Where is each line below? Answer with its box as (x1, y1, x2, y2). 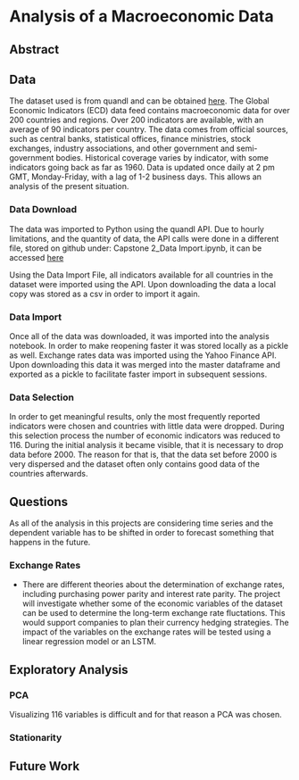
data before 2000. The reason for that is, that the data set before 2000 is (9, 449, 278, 461)
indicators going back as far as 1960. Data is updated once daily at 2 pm (9, 162, 275, 173)
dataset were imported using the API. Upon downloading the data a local (9, 278, 277, 289)
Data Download (9, 203, 78, 216)
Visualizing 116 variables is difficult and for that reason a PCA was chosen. (9, 709, 283, 720)
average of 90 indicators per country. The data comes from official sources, (9, 124, 288, 135)
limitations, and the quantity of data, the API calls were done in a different (9, 233, 279, 244)
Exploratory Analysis (9, 662, 129, 677)
